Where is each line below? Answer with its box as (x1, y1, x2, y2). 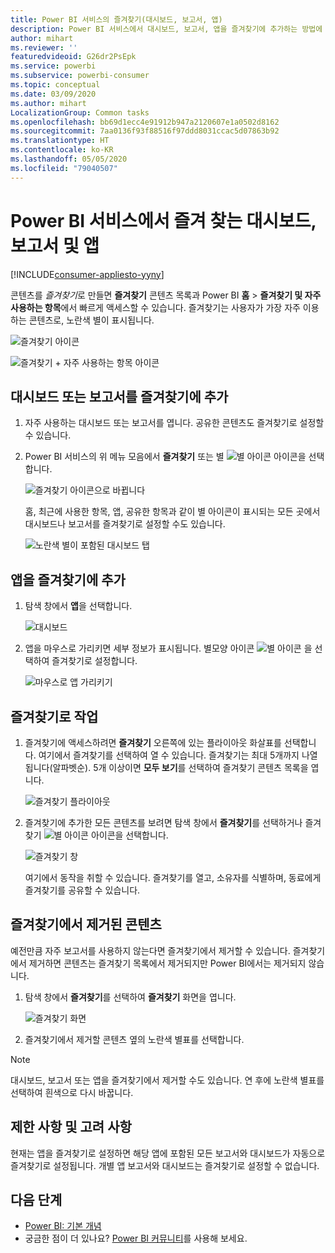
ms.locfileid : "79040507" (10, 163, 118, 173)
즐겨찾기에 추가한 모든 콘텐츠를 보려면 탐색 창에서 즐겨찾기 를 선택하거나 (24, 817, 303, 828)
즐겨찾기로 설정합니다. (51, 655, 138, 667)
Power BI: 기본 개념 (24, 1220, 102, 1232)
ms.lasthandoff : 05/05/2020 (10, 154, 128, 164)
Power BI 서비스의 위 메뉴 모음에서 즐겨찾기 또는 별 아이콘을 (24, 451, 307, 463)
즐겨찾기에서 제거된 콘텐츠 (10, 916, 162, 933)
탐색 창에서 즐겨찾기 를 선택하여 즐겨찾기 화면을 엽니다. (24, 991, 237, 1003)
